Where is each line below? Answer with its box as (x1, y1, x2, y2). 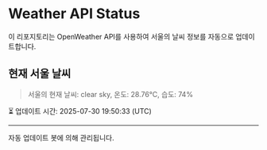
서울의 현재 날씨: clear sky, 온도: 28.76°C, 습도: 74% (27, 89, 193, 99)
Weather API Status (8, 5, 141, 23)
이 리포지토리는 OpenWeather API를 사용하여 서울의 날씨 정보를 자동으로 (8, 32, 234, 41)
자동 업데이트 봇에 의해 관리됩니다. (8, 133, 114, 142)
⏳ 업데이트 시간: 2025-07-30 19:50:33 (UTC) (8, 106, 153, 115)
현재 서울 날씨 (8, 67, 72, 81)
